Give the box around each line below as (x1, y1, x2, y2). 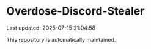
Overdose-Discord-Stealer (6, 4, 145, 18)
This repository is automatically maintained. (6, 36, 116, 43)
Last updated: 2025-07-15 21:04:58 (6, 24, 96, 31)
